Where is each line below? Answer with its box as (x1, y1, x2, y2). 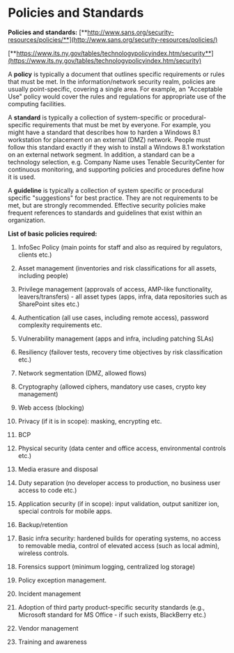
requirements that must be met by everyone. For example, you (32, 120, 211, 129)
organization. (8, 215, 46, 224)
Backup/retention (17, 520, 68, 529)
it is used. (8, 173, 36, 181)
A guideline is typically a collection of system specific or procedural (8, 186, 204, 194)
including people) (17, 271, 69, 280)
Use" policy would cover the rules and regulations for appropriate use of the (8, 92, 226, 101)
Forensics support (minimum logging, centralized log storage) (17, 562, 196, 571)
